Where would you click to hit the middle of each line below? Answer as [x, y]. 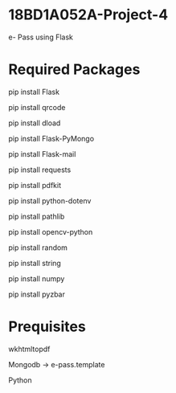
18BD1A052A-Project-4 [88, 15]
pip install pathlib [37, 216]
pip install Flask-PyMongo [51, 138]
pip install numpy [37, 278]
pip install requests [40, 170]
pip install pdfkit [35, 185]
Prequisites [47, 327]
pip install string [35, 263]
